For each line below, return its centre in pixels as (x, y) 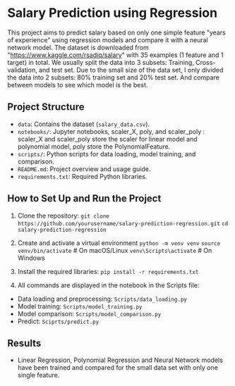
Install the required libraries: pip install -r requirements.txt (108, 271)
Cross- (205, 62)
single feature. (38, 375)
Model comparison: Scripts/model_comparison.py (89, 313)
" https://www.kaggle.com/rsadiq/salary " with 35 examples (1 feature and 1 (115, 55)
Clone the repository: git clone (63, 216)
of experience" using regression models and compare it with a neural (108, 39)
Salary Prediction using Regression (112, 13)
